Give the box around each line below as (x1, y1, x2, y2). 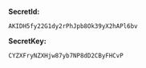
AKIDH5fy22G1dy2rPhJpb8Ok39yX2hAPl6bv (8, 22, 138, 30)
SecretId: (8, 7, 40, 16)
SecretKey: (8, 36, 47, 46)
